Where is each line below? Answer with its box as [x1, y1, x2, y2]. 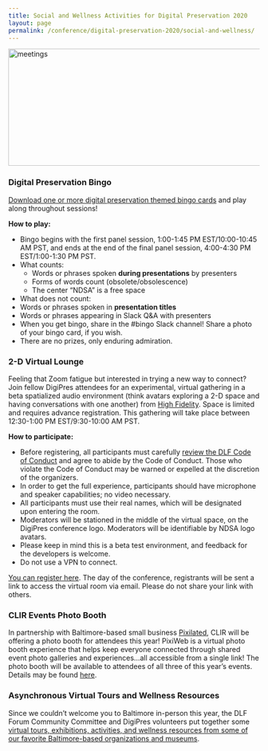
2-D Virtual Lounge [8, 356, 84, 367]
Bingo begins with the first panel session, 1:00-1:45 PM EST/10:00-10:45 [19, 234, 258, 244]
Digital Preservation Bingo [8, 177, 112, 188]
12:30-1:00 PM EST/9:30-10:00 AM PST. [8, 416, 140, 426]
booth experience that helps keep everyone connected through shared [8, 645, 241, 655]
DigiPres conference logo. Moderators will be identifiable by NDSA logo [19, 523, 255, 533]
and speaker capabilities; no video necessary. [19, 490, 171, 499]
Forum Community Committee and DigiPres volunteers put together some [8, 717, 250, 726]
